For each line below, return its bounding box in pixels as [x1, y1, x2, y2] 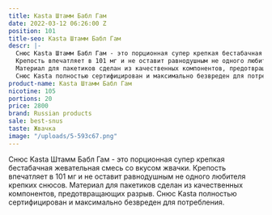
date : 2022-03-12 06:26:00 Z [8, 19, 107, 27]
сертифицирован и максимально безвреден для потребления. [8, 197, 225, 207]
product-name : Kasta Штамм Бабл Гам [8, 79, 132, 87]
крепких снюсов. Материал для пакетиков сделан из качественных [8, 179, 244, 190]
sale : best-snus [8, 117, 63, 125]
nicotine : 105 [8, 86, 57, 95]
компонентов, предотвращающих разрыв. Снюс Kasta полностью [8, 188, 237, 198]
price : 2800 [8, 102, 49, 110]
